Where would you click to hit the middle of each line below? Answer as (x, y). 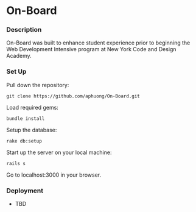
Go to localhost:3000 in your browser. (54, 175)
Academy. (19, 56)
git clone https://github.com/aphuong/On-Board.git (73, 96)
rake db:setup (24, 141)
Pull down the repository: (38, 85)
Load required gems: (33, 107)
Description (24, 30)
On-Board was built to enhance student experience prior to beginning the (98, 43)
